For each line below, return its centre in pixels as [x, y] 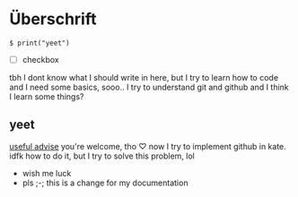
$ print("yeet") [39, 43]
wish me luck [47, 173]
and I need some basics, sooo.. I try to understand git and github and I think [149, 87]
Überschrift [53, 19]
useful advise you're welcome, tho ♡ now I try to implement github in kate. [148, 146]
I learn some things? [47, 97]
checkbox [41, 59]
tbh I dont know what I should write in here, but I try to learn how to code [144, 77]
